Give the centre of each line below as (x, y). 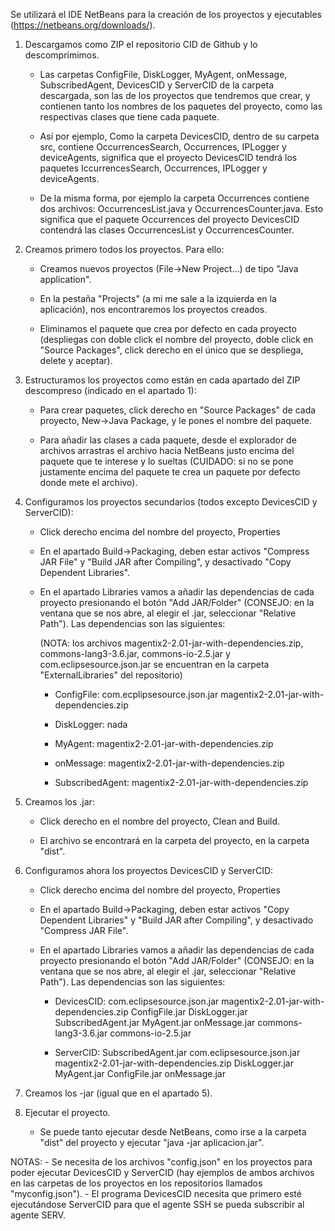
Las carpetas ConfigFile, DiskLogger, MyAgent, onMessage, (163, 74)
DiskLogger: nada (91, 724)
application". (65, 279)
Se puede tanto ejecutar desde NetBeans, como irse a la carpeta (173, 1132)
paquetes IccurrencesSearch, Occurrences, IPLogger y (153, 168)
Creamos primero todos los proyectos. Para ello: (124, 249)
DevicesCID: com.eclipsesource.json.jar (137, 1001)
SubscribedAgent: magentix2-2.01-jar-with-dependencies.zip (181, 782)
